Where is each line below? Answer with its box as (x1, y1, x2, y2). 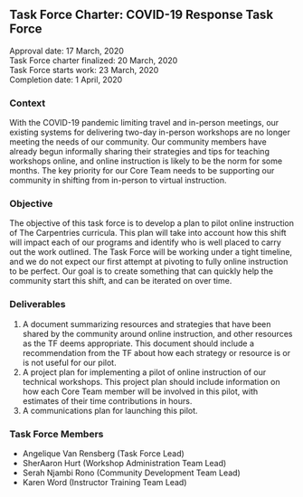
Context (9, 97, 46, 109)
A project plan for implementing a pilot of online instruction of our (22, 366, 267, 378)
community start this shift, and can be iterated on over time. (9, 276, 232, 286)
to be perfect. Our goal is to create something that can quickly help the (9, 266, 274, 277)
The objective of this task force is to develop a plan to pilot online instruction (9, 218, 295, 229)
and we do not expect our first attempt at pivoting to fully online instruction (9, 257, 289, 267)
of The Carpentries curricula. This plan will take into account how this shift (9, 228, 287, 239)
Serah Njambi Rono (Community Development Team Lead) (22, 467, 241, 478)
